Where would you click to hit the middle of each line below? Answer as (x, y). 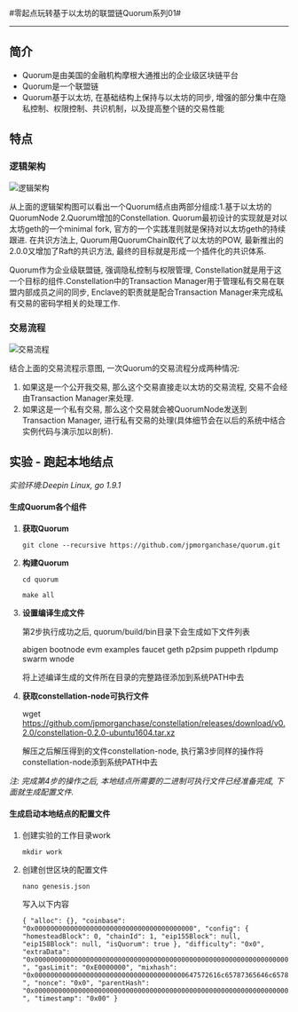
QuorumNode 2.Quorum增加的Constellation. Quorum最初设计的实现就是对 (145, 217)
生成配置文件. (49, 792)
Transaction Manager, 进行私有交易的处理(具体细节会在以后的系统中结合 (154, 420)
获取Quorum (45, 528)
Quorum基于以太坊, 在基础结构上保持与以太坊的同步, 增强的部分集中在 (150, 97)
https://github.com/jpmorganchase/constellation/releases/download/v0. (153, 723)
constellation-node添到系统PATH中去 (90, 762)
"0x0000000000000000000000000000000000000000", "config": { (135, 929)
